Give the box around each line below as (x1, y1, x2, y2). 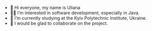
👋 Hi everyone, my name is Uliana (10, 5, 81, 10)
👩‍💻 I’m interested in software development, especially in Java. (10, 10, 140, 16)
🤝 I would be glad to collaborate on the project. (10, 20, 108, 26)
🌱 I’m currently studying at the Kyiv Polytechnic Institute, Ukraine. (10, 15, 147, 21)
